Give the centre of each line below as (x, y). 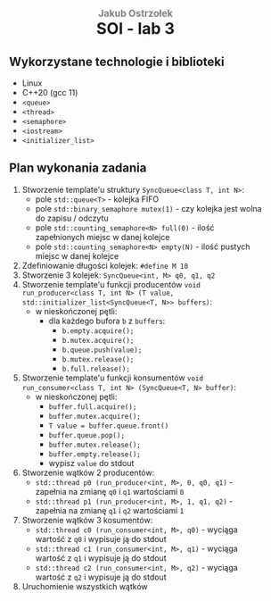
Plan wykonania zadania (78, 168)
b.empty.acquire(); (98, 331)
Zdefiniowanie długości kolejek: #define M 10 (105, 265)
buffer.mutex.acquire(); (95, 416)
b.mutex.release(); (98, 359)
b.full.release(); (96, 369)
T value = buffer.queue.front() (109, 426)
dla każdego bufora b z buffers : (107, 321)
